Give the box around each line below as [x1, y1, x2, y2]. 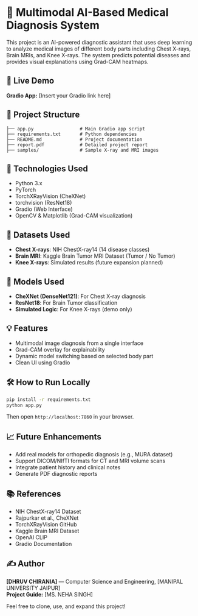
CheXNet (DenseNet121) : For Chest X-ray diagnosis [15, 292, 146, 300]
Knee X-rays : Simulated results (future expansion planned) [15, 259, 163, 266]
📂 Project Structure [6, 110, 80, 120]
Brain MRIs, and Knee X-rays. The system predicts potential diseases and [6, 51, 190, 58]
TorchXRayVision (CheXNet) [15, 193, 86, 200]
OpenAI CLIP [15, 534, 47, 541]
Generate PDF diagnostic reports [15, 470, 98, 478]
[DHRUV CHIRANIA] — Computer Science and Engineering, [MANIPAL [6, 578, 183, 585]
